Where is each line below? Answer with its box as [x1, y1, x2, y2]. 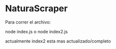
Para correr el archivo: [5, 19, 51, 25]
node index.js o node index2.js [5, 28, 68, 34]
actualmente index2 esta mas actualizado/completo [5, 38, 111, 44]
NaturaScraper [5, 3, 68, 14]
